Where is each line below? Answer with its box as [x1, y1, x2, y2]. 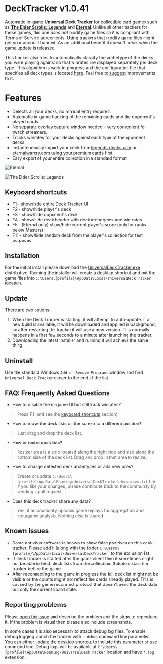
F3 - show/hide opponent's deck [12, 211, 78, 217]
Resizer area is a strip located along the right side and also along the [17, 449, 155, 455]
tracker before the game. [12, 565, 62, 571]
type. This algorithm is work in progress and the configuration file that [5, 64, 145, 71]
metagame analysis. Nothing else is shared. [17, 513, 105, 519]
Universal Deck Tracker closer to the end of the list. [5, 375, 109, 381]
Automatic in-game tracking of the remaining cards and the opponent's [12, 113, 155, 120]
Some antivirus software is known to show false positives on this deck [12, 540, 153, 545]
